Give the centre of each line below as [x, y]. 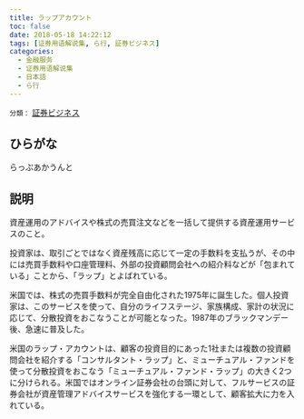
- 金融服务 [35, 60]
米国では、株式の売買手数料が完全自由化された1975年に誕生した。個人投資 [149, 295]
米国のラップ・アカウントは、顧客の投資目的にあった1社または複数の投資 [146, 349]
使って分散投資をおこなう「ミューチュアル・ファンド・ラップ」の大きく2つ [151, 371]
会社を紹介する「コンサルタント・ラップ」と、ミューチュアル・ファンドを [156, 360]
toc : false [30, 26]
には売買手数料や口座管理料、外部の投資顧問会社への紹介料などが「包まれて [152, 264]
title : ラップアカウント [51, 18]
